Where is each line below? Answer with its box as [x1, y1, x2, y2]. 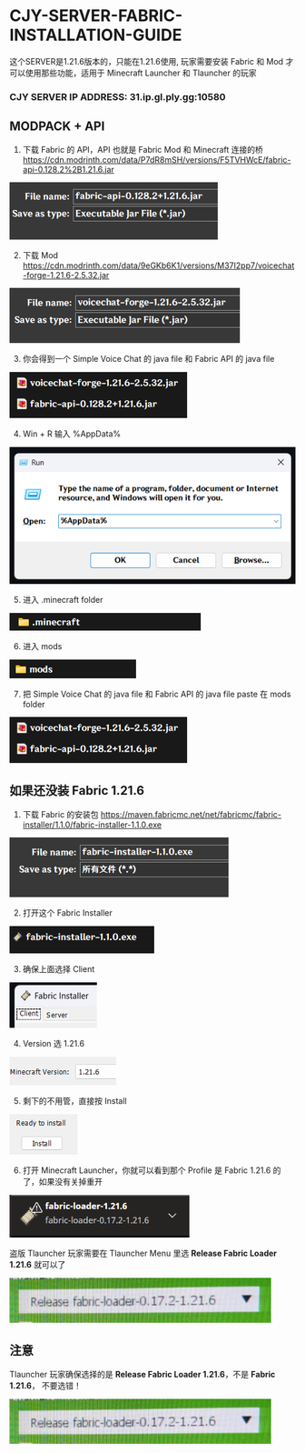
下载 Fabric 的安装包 [22, 808, 99, 819]
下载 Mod [22, 249, 59, 260]
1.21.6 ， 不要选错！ [9, 1379, 82, 1391]
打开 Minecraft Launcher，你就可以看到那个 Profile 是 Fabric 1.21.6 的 [22, 1165, 281, 1176]
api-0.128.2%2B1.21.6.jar [22, 164, 115, 175]
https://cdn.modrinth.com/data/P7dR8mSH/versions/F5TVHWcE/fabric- [22, 154, 291, 165]
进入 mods [22, 640, 63, 651]
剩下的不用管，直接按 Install [22, 1095, 127, 1106]
